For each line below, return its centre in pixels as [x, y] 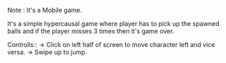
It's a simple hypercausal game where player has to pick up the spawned [113, 23]
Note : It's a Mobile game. [45, 10]
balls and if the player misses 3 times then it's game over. [91, 31]
